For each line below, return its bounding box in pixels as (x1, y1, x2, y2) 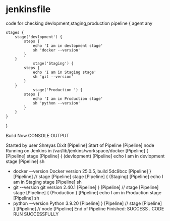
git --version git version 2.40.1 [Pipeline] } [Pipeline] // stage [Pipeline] (13, 184, 159, 190)
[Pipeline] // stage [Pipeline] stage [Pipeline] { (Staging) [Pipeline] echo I (13, 173, 163, 180)
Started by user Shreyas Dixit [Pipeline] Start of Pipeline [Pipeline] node (6, 142, 154, 148)
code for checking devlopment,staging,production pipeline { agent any (6, 20, 153, 26)
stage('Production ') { (32, 87, 83, 92)
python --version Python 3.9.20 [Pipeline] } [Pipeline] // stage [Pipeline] (13, 200, 162, 206)
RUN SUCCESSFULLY (13, 211, 59, 217)
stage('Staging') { (32, 61, 74, 66)
